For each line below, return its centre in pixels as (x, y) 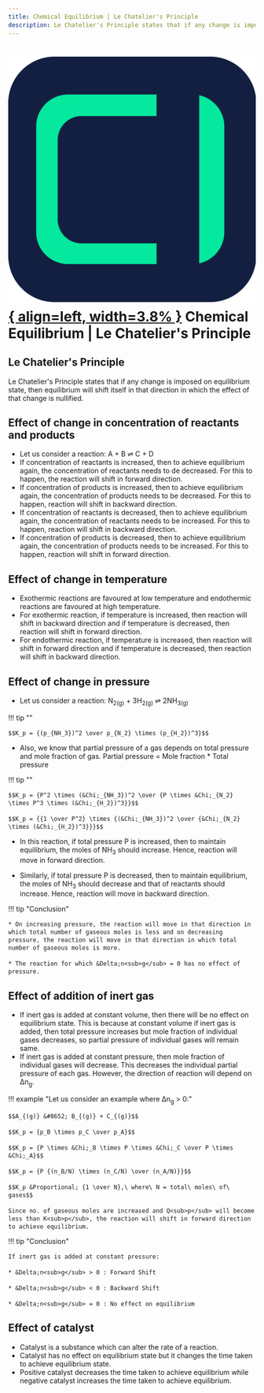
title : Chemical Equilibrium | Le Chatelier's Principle (103, 17)
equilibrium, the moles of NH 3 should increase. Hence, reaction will (128, 851)
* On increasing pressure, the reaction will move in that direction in (130, 925)
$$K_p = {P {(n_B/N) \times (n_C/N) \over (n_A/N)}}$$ (100, 1171)
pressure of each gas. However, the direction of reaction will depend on (136, 1074)
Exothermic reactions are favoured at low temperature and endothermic (136, 598)
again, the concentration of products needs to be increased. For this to (134, 546)
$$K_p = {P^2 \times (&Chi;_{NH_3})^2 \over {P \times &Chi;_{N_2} (121, 795)
